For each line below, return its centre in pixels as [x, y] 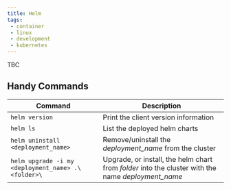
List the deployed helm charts [151, 128]
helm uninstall [35, 140]
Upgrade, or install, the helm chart [158, 159]
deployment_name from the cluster [159, 148]
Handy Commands [48, 86]
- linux [21, 33]
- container [27, 26]
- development [30, 39]
